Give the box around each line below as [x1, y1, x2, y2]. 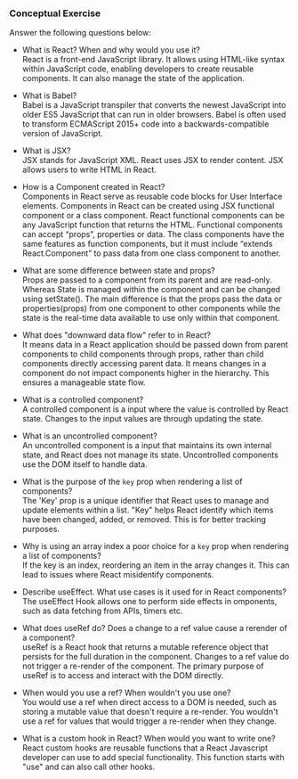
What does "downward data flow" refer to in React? [21, 330, 212, 340]
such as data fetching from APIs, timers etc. [21, 605, 183, 617]
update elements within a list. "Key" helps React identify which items [21, 504, 274, 515]
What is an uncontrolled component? [21, 430, 157, 441]
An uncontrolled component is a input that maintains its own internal [21, 440, 272, 451]
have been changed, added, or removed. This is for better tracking [21, 514, 267, 525]
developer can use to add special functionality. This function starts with [21, 752, 285, 763]
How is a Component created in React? [21, 182, 165, 193]
